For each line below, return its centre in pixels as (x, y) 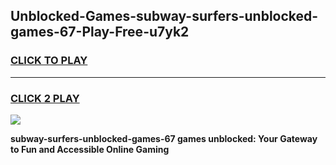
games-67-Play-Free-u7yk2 (100, 32)
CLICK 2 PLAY (45, 98)
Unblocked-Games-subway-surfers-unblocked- (164, 16)
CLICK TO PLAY (49, 61)
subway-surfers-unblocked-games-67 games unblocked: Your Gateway (164, 138)
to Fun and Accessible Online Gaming (90, 149)
